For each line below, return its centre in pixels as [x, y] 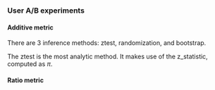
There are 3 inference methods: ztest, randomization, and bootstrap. [107, 43]
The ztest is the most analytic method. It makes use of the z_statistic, [107, 57]
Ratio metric [26, 80]
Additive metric [31, 27]
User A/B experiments [46, 11]
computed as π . [30, 64]
